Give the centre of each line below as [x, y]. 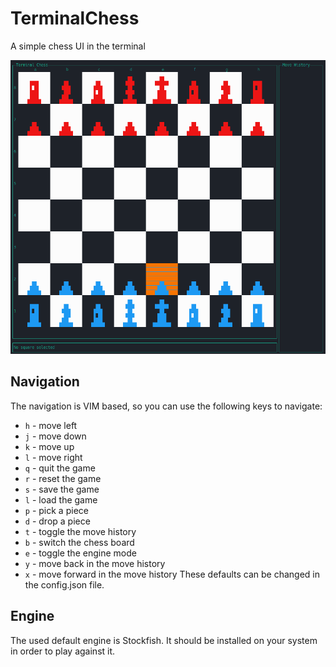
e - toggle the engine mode [80, 553]
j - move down [55, 436]
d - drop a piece [57, 521]
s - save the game [62, 489]
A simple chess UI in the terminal [78, 46]
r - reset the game [63, 478]
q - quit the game [60, 468]
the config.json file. [64, 584]
